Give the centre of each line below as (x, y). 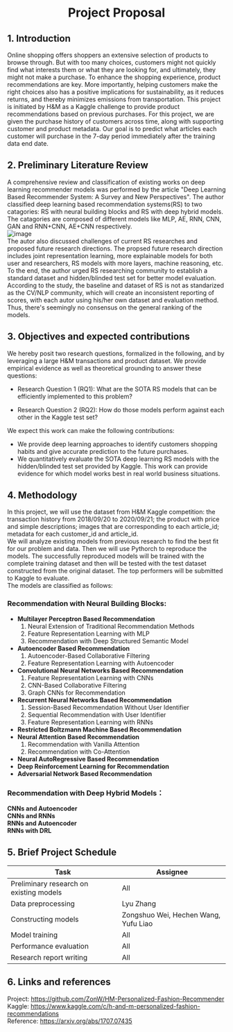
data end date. (28, 143)
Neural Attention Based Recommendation (78, 736)
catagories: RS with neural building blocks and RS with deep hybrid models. (115, 211)
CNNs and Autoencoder (42, 809)
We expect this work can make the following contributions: (91, 430)
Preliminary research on (50, 883)
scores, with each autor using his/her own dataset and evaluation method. (113, 300)
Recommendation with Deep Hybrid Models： (86, 793)
